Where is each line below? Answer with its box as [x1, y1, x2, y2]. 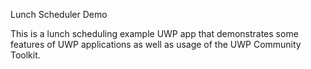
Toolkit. [10, 49, 41, 61]
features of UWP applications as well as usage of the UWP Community [10, 39, 302, 50]
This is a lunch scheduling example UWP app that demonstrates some [10, 28, 299, 39]
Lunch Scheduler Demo [10, 9, 108, 20]
